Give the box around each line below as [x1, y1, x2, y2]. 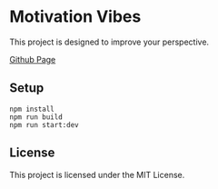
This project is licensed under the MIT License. [9, 169, 185, 180]
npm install [9, 104, 54, 114]
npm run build [9, 112, 64, 122]
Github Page [9, 54, 56, 65]
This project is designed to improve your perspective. [9, 36, 210, 47]
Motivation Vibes [9, 6, 142, 27]
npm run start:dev [9, 120, 79, 129]
